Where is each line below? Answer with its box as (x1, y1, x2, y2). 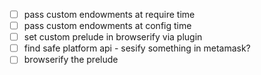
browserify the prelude (23, 54, 119, 66)
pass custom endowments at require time (23, 9, 196, 20)
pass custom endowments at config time (23, 20, 192, 32)
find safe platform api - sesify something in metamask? (23, 42, 251, 54)
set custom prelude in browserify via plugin (23, 31, 203, 43)
